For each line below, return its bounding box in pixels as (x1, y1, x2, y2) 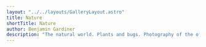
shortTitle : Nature (6, 20, 56, 26)
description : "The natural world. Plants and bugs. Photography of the (6, 32, 193, 38)
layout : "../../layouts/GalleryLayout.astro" (6, 9, 124, 15)
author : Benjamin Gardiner (6, 26, 75, 32)
